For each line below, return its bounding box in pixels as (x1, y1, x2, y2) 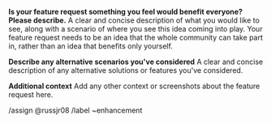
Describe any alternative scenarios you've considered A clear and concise (8, 57, 264, 66)
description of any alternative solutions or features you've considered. (8, 66, 243, 75)
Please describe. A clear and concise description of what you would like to (8, 15, 260, 25)
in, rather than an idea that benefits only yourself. (8, 41, 173, 51)
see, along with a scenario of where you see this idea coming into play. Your (8, 24, 263, 33)
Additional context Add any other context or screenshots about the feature (8, 81, 260, 91)
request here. (8, 90, 54, 100)
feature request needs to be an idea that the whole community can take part (8, 32, 264, 42)
